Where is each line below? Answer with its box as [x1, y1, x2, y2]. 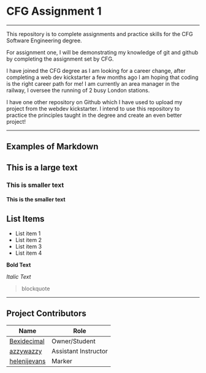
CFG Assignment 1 [6, 4, 102, 18]
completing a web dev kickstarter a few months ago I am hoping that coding [6, 73, 199, 81]
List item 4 [15, 249, 42, 257]
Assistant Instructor [51, 347, 109, 355]
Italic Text [6, 273, 31, 281]
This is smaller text [6, 181, 64, 189]
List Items [6, 213, 45, 224]
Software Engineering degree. [6, 37, 82, 44]
